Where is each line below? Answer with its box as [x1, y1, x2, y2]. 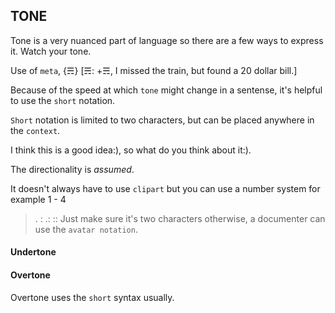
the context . [10, 124, 61, 136]
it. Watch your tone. [10, 45, 92, 57]
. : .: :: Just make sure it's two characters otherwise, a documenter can [34, 212, 326, 224]
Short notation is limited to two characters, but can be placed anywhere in [10, 114, 315, 126]
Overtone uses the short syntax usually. [10, 291, 175, 303]
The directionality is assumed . [10, 163, 135, 175]
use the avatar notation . [34, 223, 138, 235]
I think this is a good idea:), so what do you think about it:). [10, 144, 252, 156]
